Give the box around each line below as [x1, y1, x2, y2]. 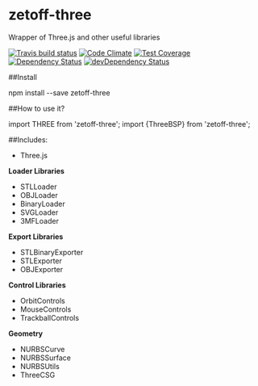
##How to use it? [8, 103, 65, 113]
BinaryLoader [19, 199, 66, 208]
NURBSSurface [19, 353, 71, 363]
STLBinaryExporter [19, 247, 84, 257]
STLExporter [19, 256, 63, 266]
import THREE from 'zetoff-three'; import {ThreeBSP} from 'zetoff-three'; [8, 119, 251, 128]
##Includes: [8, 135, 48, 145]
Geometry [8, 329, 44, 338]
